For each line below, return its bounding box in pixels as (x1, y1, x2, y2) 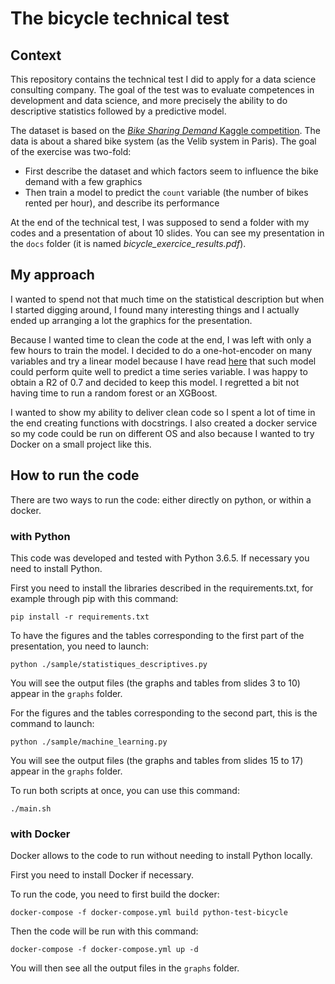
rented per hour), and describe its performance (24, 197, 220, 209)
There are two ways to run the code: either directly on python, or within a (10, 493, 312, 506)
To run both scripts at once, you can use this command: (10, 784, 240, 796)
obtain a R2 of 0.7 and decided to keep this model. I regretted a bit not (10, 376, 300, 388)
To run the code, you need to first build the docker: (10, 888, 220, 901)
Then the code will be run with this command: (10, 925, 199, 937)
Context (10, 47, 62, 64)
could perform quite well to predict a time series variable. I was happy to (10, 365, 308, 377)
